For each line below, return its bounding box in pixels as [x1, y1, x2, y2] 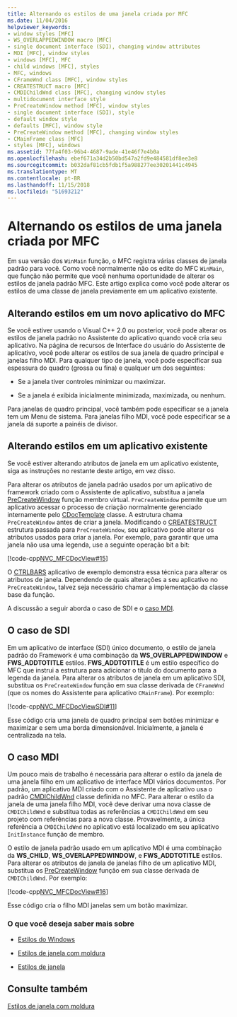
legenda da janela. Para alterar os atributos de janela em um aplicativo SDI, [7, 673, 226, 682]
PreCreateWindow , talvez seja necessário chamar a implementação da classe [7, 583, 229, 591]
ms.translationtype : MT [7, 168, 78, 175]
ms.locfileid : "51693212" [7, 188, 83, 195]
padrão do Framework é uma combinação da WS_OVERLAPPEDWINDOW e [7, 651, 229, 659]
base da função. [7, 590, 55, 598]
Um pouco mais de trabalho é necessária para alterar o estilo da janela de [7, 770, 223, 779]
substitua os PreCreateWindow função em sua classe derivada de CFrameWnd [7, 680, 225, 690]
